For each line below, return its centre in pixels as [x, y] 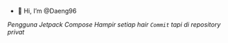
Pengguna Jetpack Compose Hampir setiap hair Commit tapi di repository [114, 24]
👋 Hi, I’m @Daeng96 [47, 11]
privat [16, 32]
